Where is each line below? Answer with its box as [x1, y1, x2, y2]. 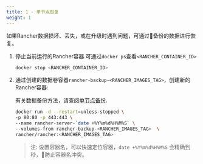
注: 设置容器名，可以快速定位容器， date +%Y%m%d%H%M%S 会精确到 [30, 143, 191, 151]
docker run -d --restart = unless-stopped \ [15, 109, 125, 115]
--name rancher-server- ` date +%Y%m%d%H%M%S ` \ [15, 120, 136, 126]
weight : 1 [6, 15, 32, 21]
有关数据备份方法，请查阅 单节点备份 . [15, 97, 108, 104]
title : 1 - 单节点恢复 [6, 9, 60, 15]
